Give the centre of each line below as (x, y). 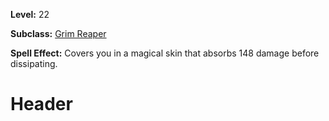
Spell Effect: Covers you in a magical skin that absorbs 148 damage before (165, 53)
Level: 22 (30, 14)
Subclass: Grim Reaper (58, 33)
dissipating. (34, 63)
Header (41, 104)
